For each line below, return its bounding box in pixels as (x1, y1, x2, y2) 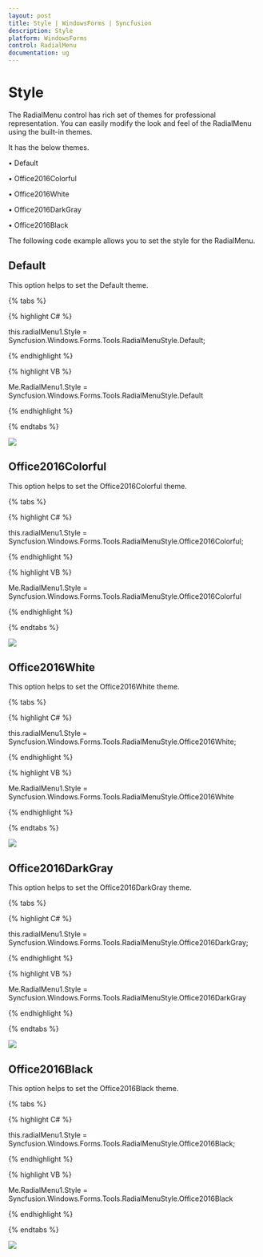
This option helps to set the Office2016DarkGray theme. (8, 883, 192, 892)
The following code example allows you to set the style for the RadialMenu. (8, 236, 256, 245)
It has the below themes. (8, 142, 90, 152)
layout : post (8, 11, 52, 20)
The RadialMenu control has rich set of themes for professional (8, 110, 216, 119)
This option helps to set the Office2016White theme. (8, 682, 180, 692)
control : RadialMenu (8, 42, 78, 50)
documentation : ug (8, 49, 70, 57)
